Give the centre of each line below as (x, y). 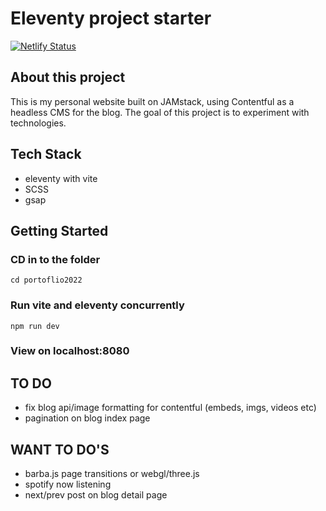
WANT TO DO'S (60, 449)
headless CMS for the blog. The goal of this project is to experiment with (160, 112)
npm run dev (35, 326)
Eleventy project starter (111, 18)
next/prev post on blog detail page (96, 495)
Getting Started (59, 230)
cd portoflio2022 (46, 280)
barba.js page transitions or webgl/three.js (112, 474)
